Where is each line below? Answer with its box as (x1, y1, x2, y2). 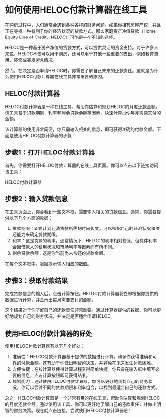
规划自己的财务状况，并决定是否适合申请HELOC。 (13, 313, 115, 319)
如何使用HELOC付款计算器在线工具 (5, 4, 147, 16)
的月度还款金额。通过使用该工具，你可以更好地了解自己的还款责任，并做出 (5, 401, 157, 407)
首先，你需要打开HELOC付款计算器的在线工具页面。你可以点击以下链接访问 (5, 162, 159, 168)
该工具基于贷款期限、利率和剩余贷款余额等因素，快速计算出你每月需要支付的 (5, 110, 161, 115)
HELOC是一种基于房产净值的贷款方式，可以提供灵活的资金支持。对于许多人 (5, 44, 159, 50)
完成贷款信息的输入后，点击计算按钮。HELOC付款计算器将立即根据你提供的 (5, 291, 159, 297)
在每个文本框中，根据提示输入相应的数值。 (5, 261, 92, 266)
